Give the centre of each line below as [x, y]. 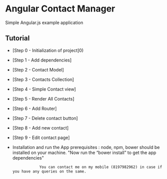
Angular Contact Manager [60, 9]
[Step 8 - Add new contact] [40, 127]
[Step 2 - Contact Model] [38, 69]
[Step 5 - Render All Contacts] [43, 98]
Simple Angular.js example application [44, 22]
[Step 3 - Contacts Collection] [43, 79]
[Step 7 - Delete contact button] [45, 118]
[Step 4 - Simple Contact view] [44, 89]
